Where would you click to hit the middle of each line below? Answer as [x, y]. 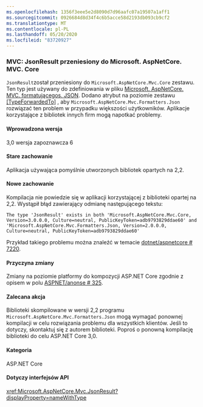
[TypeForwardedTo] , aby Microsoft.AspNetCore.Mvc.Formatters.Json [93, 102]
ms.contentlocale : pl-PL [38, 29]
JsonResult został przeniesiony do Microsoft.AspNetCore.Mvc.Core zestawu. [100, 82]
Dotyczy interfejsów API [38, 378]
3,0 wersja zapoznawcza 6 [40, 142]
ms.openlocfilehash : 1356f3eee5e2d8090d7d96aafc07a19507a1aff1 [88, 12]
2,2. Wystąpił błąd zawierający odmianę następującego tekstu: [84, 203]
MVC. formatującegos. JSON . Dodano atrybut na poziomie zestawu [91, 96]
